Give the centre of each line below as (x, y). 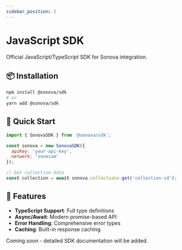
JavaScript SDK (45, 40)
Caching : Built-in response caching (58, 229)
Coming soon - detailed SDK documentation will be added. (77, 241)
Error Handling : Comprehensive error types (68, 223)
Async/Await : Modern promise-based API (65, 217)
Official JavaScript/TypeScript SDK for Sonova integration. (77, 57)
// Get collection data (35, 173)
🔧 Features (26, 196)
